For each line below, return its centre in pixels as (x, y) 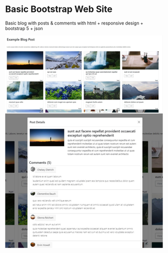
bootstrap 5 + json (24, 28)
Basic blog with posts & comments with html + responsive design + (74, 23)
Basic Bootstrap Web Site (59, 9)
